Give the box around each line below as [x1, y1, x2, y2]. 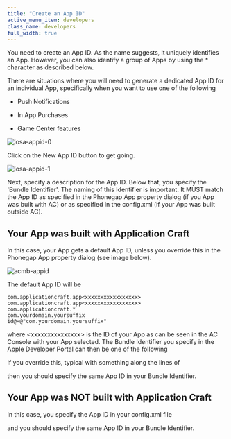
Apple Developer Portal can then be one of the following [7, 345, 168, 354]
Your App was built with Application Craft [7, 227, 190, 239]
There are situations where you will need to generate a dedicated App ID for [7, 77, 224, 85]
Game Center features [17, 124, 81, 132]
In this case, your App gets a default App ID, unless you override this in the [7, 246, 221, 255]
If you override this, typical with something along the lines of [7, 359, 180, 367]
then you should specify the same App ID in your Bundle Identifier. [7, 372, 197, 380]
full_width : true [7, 29, 58, 37]
